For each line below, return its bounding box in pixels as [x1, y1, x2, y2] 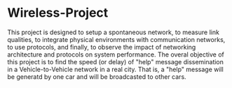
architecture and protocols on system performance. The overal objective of [7, 50, 224, 59]
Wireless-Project [7, 5, 109, 21]
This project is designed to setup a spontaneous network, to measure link [7, 28, 219, 36]
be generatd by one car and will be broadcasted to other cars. [7, 72, 187, 81]
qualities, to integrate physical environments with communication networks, [7, 35, 226, 43]
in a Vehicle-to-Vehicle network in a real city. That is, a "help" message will [7, 65, 224, 73]
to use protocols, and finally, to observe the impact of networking [7, 43, 196, 51]
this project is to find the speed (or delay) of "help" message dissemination [7, 57, 224, 66]
